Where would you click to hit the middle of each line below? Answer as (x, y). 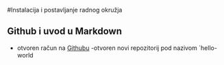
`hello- (208, 48)
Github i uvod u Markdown (64, 31)
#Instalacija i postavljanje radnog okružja (65, 10)
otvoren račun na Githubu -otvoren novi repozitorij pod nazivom (107, 48)
